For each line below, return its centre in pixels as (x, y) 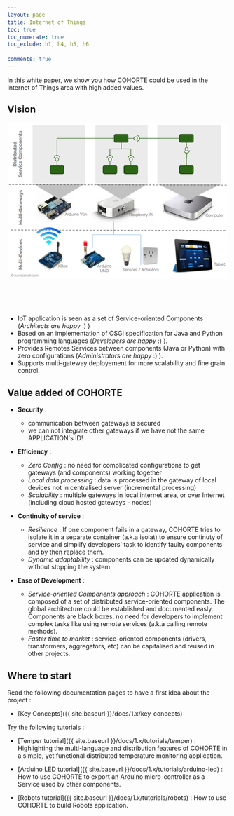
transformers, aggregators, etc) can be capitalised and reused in (121, 646)
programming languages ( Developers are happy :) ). (92, 341)
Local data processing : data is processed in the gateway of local (122, 480)
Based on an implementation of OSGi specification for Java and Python (120, 334)
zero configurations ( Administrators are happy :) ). (90, 356)
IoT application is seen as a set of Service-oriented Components (110, 318)
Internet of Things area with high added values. (76, 87)
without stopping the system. (70, 567)
